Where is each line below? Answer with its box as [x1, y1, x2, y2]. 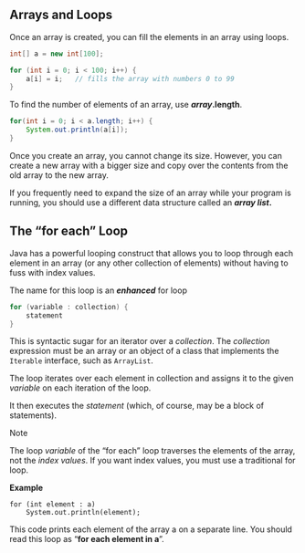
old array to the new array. [9, 169, 110, 181]
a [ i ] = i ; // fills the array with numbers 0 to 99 [26, 74, 235, 83]
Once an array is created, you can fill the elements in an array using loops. [9, 31, 289, 42]
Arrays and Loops [9, 7, 112, 23]
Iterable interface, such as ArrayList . [9, 355, 153, 366]
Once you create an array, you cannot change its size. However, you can [9, 150, 283, 161]
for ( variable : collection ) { [9, 302, 129, 311]
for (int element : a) [9, 500, 96, 509]
